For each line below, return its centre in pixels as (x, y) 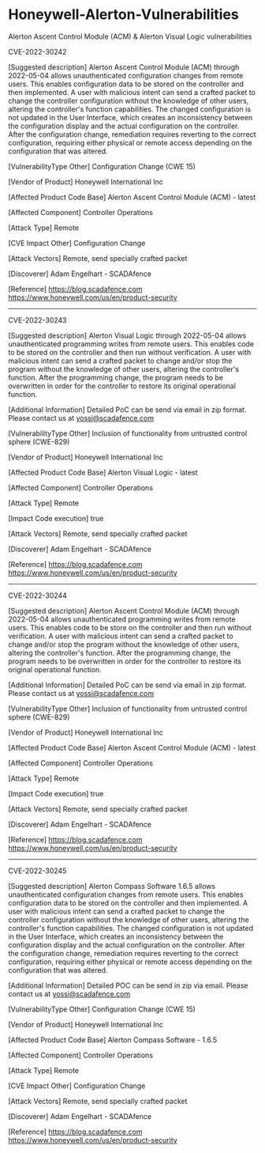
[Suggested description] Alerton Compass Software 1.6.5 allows (112, 886)
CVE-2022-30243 (37, 320)
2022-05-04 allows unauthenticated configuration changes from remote (126, 75)
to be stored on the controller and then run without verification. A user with (130, 352)
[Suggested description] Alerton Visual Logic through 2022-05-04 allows (127, 335)
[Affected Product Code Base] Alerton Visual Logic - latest (103, 472)
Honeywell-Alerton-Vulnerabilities (123, 15)
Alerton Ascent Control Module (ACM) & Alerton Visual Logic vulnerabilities (130, 36)
